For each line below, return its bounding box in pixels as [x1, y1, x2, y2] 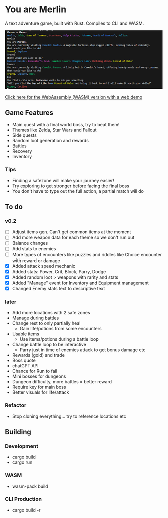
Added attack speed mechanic [12, 263, 76, 269]
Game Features [5, 108, 54, 117]
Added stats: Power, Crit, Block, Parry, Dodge [12, 268, 106, 274]
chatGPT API [12, 363, 39, 369]
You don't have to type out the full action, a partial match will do [12, 188, 144, 194]
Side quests [12, 132, 37, 138]
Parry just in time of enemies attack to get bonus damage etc [19, 347, 146, 353]
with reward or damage [12, 257, 61, 264]
